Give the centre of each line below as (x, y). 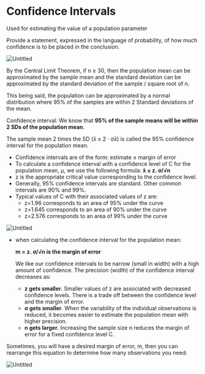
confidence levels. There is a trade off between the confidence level (110, 295)
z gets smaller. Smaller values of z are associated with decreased (107, 288)
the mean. (19, 108)
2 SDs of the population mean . (46, 127)
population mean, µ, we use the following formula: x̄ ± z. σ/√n (93, 170)
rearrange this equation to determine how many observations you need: (97, 353)
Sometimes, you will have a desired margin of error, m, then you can (92, 346)
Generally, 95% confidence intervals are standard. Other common (98, 183)
